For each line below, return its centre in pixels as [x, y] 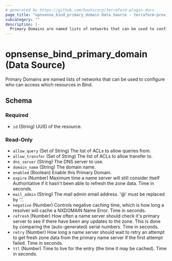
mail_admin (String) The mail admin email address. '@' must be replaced [89, 194]
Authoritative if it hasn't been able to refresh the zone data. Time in [83, 183]
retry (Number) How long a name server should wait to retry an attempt [89, 232]
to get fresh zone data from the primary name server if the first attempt [88, 238]
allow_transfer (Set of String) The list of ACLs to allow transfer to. [83, 156]
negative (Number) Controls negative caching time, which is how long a [88, 205]
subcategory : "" [23, 19]
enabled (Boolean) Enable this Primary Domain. [62, 173]
